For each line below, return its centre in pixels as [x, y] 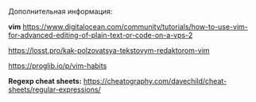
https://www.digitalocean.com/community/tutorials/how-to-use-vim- [136, 26]
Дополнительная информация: [60, 11]
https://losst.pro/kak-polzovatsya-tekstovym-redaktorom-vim [109, 50]
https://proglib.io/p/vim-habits [58, 66]
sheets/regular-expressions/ [54, 89]
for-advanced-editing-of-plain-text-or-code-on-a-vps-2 [101, 35]
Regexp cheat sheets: [45, 81]
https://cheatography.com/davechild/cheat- [155, 81]
